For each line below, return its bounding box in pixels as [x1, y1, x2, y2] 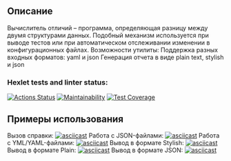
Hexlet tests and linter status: [7, 77, 108, 87]
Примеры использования [7, 113, 124, 125]
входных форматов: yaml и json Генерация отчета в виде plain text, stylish [7, 53, 224, 61]
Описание [7, 6, 53, 17]
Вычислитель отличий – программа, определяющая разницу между [7, 23, 208, 32]
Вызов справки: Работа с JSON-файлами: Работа [7, 131, 220, 140]
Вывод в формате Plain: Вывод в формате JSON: [7, 146, 183, 154]
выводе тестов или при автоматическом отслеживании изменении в [7, 38, 210, 47]
